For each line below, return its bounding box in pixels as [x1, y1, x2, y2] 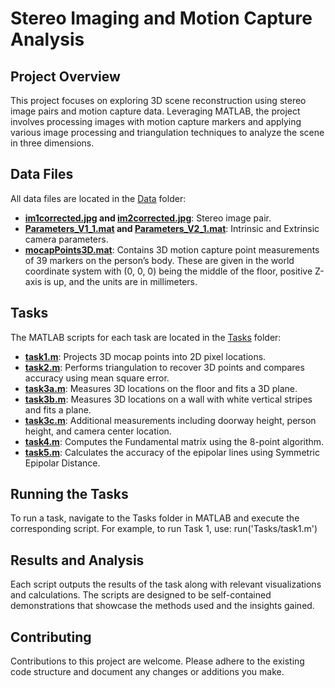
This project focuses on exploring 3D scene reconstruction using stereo [10, 95, 307, 106]
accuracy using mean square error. [24, 372, 170, 384]
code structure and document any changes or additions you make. [10, 666, 285, 678]
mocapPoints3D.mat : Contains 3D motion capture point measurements [24, 243, 320, 256]
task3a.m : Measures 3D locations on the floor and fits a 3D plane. [24, 382, 298, 394]
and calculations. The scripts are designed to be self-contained [10, 589, 272, 601]
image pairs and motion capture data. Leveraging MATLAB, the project [10, 105, 301, 117]
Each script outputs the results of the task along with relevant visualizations [10, 578, 322, 591]
